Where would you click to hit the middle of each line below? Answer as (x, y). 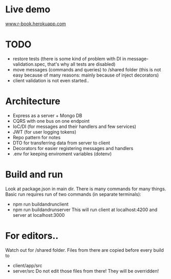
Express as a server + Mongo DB (48, 115)
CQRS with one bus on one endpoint (51, 121)
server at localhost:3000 (39, 215)
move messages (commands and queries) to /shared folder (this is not (87, 69)
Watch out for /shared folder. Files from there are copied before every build (84, 250)
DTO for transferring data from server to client (61, 143)
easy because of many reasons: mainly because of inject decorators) (86, 75)
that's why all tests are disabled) (81, 64)
